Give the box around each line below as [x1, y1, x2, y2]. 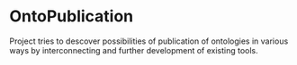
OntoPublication [9, 6, 134, 27]
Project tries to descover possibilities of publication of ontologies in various [9, 36, 289, 46]
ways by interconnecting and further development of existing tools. [9, 45, 258, 55]
